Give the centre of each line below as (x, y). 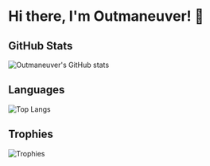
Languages (37, 90)
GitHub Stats (41, 46)
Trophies (31, 134)
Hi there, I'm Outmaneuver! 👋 (106, 16)
